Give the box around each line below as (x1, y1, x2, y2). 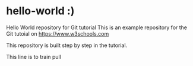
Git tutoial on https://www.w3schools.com (6, 30, 109, 37)
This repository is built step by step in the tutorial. (6, 42, 128, 49)
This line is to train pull (6, 53, 61, 60)
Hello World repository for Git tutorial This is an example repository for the (6, 24, 188, 31)
